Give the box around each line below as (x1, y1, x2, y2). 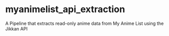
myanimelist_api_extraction (5, 4, 125, 15)
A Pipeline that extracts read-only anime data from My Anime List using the (5, 20, 164, 26)
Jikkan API (5, 25, 28, 31)
